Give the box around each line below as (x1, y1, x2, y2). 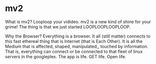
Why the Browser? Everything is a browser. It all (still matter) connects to (5, 33, 151, 39)
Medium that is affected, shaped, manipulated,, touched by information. (5, 43, 148, 49)
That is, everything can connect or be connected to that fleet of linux (5, 49, 143, 54)
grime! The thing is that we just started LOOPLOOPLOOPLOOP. (5, 24, 131, 29)
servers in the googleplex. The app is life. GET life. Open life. (5, 53, 126, 59)
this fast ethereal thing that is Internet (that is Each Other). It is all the (5, 38, 143, 44)
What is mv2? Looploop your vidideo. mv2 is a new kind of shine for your (5, 19, 151, 25)
